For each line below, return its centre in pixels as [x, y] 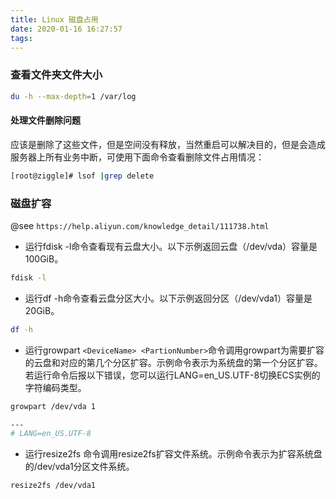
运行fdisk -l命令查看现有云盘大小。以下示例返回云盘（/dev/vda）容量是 [171, 246]
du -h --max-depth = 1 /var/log [73, 96]
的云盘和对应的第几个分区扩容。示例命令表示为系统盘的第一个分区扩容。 [173, 362]
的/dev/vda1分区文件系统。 [79, 467]
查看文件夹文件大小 [56, 75]
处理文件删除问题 [45, 120]
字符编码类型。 [55, 387]
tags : [21, 38]
